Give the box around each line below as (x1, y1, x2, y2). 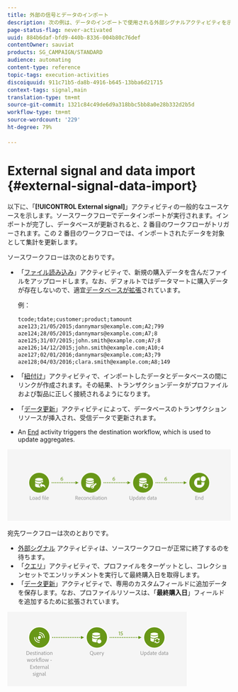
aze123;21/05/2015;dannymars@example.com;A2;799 (17, 323, 164, 330)
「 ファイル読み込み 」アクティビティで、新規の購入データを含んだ (17, 268, 209, 276)
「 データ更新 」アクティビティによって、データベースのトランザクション (17, 405, 227, 413)
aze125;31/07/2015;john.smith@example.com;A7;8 (17, 337, 161, 344)
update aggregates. (17, 435, 76, 444)
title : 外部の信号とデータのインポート (7, 11, 109, 18)
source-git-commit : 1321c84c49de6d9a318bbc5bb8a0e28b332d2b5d (7, 101, 195, 109)
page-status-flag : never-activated (7, 26, 113, 33)
